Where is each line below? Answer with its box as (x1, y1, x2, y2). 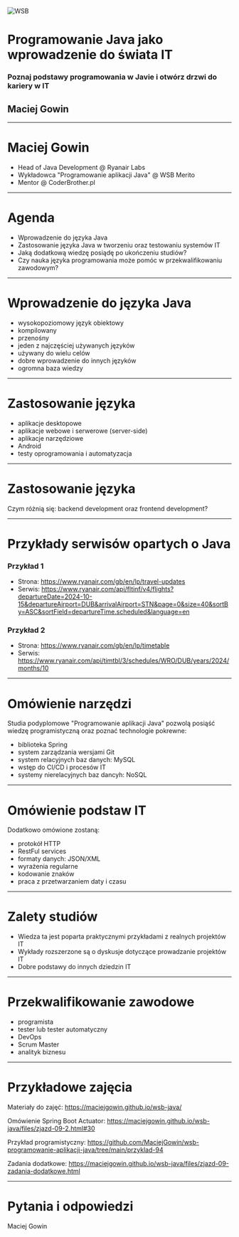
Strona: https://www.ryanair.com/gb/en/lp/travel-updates (17, 577, 186, 586)
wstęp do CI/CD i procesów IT (17, 763, 107, 771)
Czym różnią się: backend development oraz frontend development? (7, 504, 208, 513)
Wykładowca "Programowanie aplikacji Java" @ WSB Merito (17, 171, 196, 179)
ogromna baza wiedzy (17, 363, 83, 373)
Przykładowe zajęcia (7, 1079, 133, 1096)
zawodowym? (17, 263, 59, 272)
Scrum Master (17, 1040, 60, 1049)
